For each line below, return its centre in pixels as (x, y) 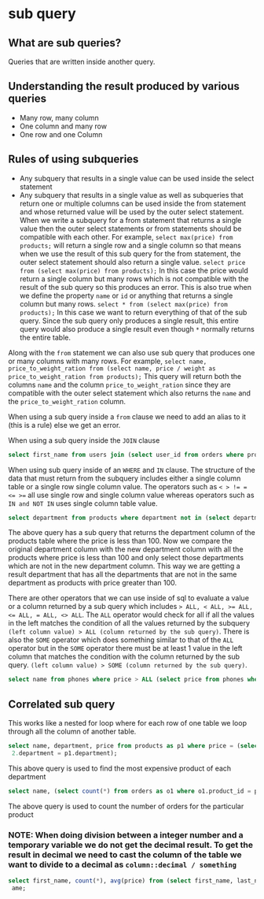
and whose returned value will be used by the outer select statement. (132, 212)
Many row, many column (59, 117)
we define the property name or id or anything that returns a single (126, 295)
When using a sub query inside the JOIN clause (84, 440)
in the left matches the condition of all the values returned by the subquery (129, 623)
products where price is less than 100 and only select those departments (126, 558)
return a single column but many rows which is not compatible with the (134, 279)
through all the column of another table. (72, 732)
